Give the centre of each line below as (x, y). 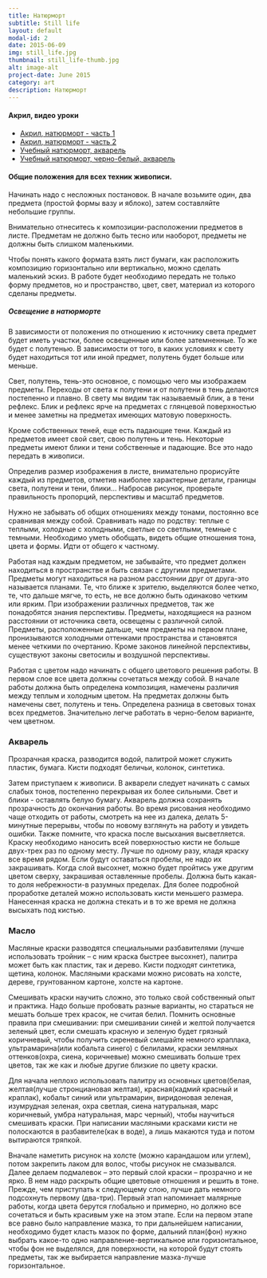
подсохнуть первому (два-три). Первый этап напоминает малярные (125, 1198)
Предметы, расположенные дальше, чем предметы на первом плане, (128, 629)
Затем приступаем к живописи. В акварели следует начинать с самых (129, 783)
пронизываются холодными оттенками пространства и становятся (123, 637)
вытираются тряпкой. (45, 1140)
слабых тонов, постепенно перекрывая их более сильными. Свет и (123, 791)
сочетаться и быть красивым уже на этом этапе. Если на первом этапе (131, 1215)
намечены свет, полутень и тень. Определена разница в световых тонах (132, 704)
